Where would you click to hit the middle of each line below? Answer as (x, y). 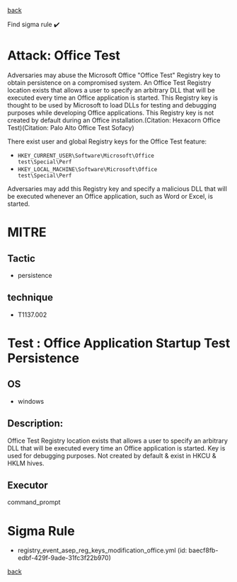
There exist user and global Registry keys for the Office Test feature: (107, 141)
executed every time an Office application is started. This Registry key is (112, 98)
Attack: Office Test (64, 56)
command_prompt (34, 502)
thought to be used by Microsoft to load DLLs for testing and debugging (112, 105)
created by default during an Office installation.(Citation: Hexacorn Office (114, 120)
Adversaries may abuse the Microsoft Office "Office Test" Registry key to (114, 75)
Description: (35, 424)
